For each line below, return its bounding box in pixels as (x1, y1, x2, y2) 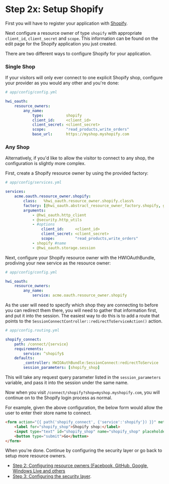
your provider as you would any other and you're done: (5, 80, 119, 86)
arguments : (23, 208, 46, 213)
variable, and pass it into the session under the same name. (5, 380, 129, 386)
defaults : (14, 356, 35, 361)
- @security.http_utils (32, 217, 82, 223)
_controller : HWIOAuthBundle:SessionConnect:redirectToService (23, 360, 158, 365)
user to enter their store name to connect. (5, 410, 92, 416)
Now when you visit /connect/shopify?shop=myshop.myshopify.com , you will (5, 390, 160, 396)
